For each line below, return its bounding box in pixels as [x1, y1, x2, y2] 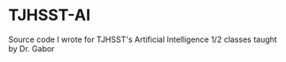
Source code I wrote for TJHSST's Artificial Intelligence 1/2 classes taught [8, 34, 278, 45]
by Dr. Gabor [8, 43, 55, 53]
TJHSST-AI [8, 5, 91, 25]
